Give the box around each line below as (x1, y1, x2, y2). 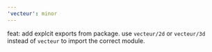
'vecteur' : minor (7, 10, 58, 17)
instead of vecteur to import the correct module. (7, 36, 145, 45)
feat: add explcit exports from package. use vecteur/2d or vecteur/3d (7, 29, 206, 37)
